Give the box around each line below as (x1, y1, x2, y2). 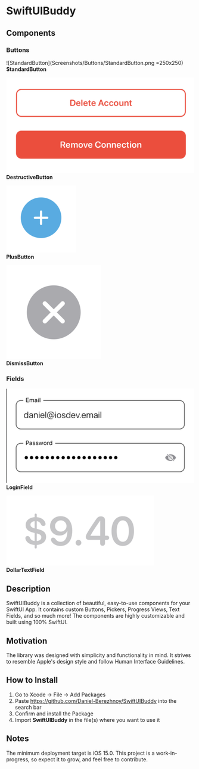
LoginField (6, 484, 33, 491)
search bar (14, 703, 42, 711)
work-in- (156, 749, 178, 756)
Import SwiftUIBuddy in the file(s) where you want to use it (14, 716, 160, 723)
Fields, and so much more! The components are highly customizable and (6, 612, 185, 619)
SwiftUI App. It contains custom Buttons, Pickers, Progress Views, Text (6, 606, 180, 613)
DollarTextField (6, 566, 45, 574)
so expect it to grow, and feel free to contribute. (30, 755, 148, 763)
